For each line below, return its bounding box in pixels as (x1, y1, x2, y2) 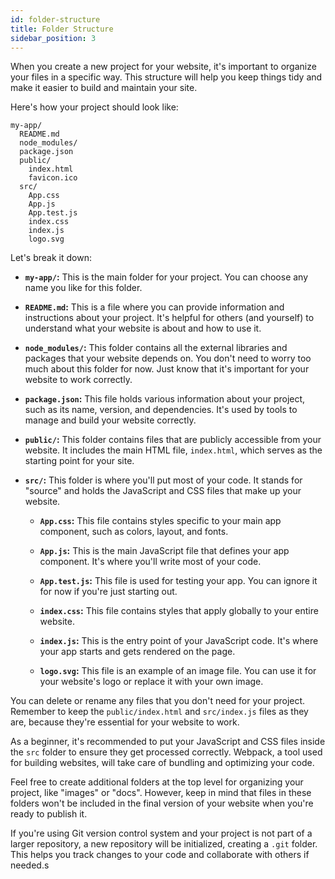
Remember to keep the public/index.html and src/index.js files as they (10, 706, 309, 718)
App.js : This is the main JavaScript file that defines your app (39, 545, 290, 557)
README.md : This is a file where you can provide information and (24, 301, 285, 313)
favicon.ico (28, 173, 78, 183)
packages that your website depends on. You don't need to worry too (24, 352, 312, 365)
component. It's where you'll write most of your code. (39, 556, 262, 568)
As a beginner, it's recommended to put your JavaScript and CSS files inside (10, 736, 326, 748)
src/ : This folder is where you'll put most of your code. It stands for (24, 474, 303, 486)
